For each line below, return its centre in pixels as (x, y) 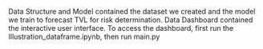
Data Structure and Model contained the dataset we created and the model (132, 11)
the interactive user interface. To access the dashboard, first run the (121, 28)
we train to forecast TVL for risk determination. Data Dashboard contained (131, 20)
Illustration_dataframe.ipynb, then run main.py (84, 36)
